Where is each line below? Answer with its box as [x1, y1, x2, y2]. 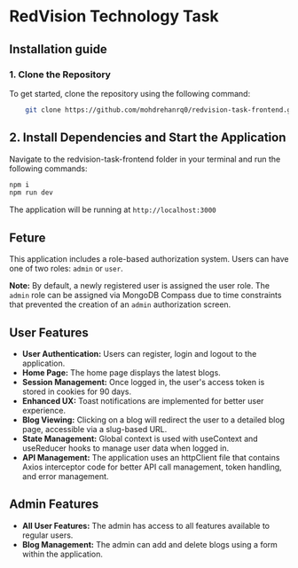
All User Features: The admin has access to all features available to [21, 520, 271, 531]
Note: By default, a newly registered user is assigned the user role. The [9, 280, 271, 291]
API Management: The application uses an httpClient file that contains [21, 452, 280, 462]
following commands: [9, 162, 88, 174]
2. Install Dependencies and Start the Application [9, 130, 286, 146]
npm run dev [9, 188, 53, 197]
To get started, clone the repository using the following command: [9, 88, 251, 99]
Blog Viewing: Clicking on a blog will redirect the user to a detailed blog [21, 414, 286, 425]
